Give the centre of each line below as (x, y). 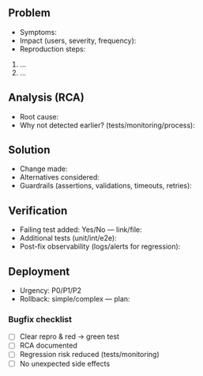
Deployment (39, 271)
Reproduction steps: (53, 49)
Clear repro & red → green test (70, 336)
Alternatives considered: (60, 177)
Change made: (44, 169)
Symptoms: (38, 32)
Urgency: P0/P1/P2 (50, 291)
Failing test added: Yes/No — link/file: (81, 230)
